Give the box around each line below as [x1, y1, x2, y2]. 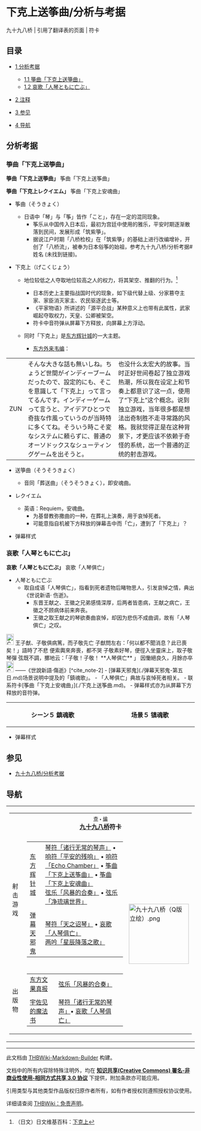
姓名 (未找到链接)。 [32, 250, 81, 258]
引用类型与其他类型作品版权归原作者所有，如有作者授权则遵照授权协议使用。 [6, 1087, 195, 1094]
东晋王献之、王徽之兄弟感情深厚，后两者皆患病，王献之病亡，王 [32, 599, 190, 607]
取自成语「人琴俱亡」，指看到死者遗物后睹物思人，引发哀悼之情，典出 [23, 584, 194, 592]
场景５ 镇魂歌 [130, 711, 169, 720]
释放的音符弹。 [6, 689, 43, 697]
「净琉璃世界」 [45, 897, 88, 906]
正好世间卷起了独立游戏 [124, 369, 190, 377]
